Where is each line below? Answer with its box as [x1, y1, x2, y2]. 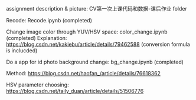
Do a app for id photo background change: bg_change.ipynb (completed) [6, 58, 184, 65]
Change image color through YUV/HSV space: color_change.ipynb [6, 28, 168, 35]
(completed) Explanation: [6, 35, 67, 41]
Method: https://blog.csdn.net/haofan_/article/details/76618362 [6, 70, 161, 76]
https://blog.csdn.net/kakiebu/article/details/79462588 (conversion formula [6, 41, 190, 48]
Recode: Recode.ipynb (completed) [6, 17, 93, 24]
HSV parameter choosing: [6, 81, 69, 88]
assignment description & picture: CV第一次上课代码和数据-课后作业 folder [6, 5, 187, 12]
